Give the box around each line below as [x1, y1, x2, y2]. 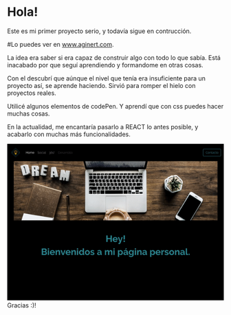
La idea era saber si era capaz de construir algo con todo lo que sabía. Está [7, 53, 221, 62]
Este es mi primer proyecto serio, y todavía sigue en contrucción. [7, 27, 192, 35]
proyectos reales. [7, 89, 56, 97]
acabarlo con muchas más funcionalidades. [7, 130, 131, 138]
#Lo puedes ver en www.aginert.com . [7, 40, 114, 48]
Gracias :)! [7, 301, 36, 309]
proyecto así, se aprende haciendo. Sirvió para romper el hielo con [7, 81, 196, 89]
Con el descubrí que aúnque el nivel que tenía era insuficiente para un [7, 74, 206, 83]
